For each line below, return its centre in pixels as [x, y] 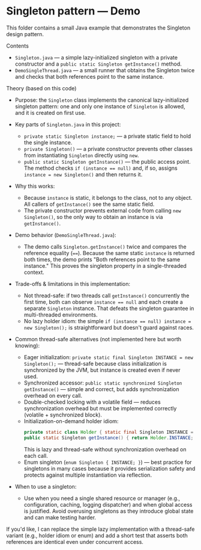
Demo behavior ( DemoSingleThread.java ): [65, 235]
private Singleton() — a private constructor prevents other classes [108, 149]
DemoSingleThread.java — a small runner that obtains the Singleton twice [105, 70]
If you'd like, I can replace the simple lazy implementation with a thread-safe [100, 529]
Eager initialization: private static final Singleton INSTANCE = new [108, 357]
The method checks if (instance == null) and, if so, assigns [101, 168]
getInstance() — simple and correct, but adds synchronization [101, 389]
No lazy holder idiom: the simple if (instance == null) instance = [107, 321]
